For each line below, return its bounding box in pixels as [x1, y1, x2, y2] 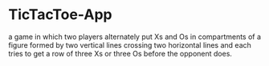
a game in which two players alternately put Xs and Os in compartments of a [8, 32, 262, 41]
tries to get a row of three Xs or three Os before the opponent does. [8, 49, 233, 58]
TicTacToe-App [8, 6, 112, 24]
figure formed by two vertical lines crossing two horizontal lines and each [8, 40, 251, 49]
